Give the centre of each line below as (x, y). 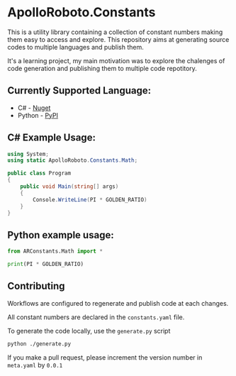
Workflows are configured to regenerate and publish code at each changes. (118, 303)
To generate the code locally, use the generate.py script (89, 331)
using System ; (28, 154)
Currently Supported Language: (79, 90)
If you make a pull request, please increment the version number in (105, 357)
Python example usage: (61, 235)
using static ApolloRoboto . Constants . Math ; (73, 160)
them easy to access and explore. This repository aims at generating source (118, 39)
